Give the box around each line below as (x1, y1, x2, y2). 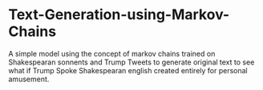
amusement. (8, 74, 50, 84)
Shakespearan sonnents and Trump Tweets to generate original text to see (8, 57, 255, 67)
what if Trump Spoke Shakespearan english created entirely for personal (8, 65, 248, 75)
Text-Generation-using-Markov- (8, 6, 230, 24)
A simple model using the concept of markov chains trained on (8, 49, 216, 58)
